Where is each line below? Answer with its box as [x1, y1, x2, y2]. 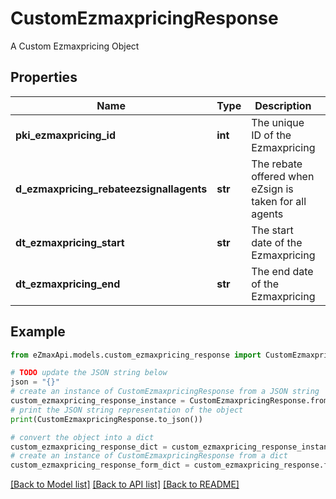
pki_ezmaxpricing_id [15, 128, 116, 142]
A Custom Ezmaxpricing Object [10, 40, 140, 52]
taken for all [251, 194, 307, 208]
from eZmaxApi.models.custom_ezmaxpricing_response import [10, 350, 262, 360]
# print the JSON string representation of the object [10, 405, 244, 415]
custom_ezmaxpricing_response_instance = [10, 396, 186, 406]
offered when [251, 169, 315, 183]
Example [10, 323, 66, 341]
